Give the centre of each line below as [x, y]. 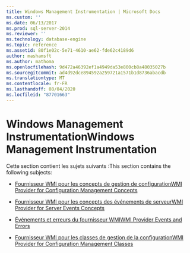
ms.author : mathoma [30, 61]
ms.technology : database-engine [46, 39]
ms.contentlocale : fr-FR [37, 84]
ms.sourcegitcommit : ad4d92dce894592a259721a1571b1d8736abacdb [86, 73]
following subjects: [29, 172]
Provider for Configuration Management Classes [74, 243]
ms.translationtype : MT [36, 78]
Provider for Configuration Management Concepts [76, 190]
